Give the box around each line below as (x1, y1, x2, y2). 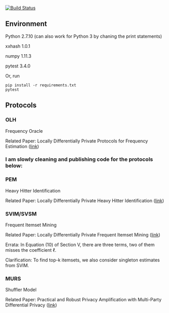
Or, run (5, 73, 20, 79)
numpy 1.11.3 (5, 53, 32, 59)
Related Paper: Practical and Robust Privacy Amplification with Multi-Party (5, 297, 162, 303)
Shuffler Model (5, 286, 37, 293)
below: (5, 162, 23, 170)
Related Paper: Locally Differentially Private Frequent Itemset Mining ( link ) (5, 232, 161, 238)
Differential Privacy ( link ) (5, 302, 57, 308)
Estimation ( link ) (5, 143, 39, 149)
